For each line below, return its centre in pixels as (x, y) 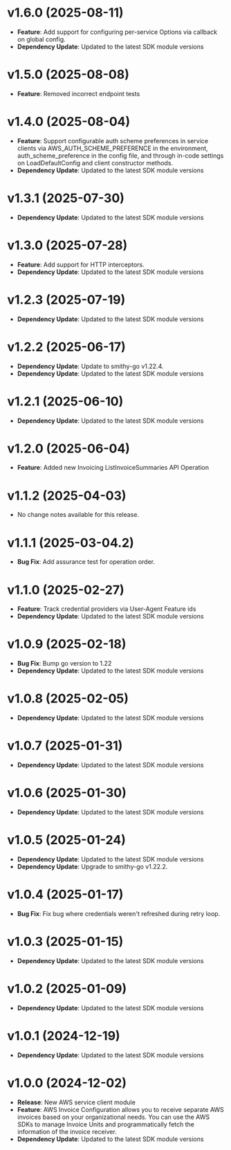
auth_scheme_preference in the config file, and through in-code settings (120, 155)
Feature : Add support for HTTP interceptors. (81, 264)
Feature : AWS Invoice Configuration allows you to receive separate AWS (121, 1109)
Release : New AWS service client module (76, 1102)
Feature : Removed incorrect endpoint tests (78, 93)
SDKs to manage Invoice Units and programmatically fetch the (106, 1124)
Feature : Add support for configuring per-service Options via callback (117, 32)
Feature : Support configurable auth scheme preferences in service (113, 140)
